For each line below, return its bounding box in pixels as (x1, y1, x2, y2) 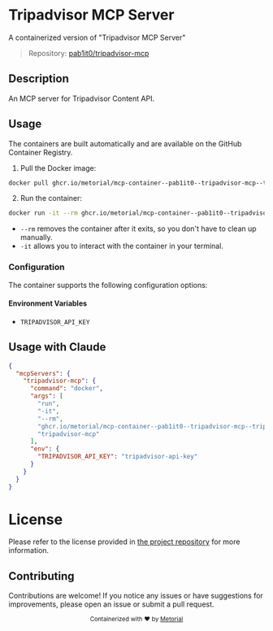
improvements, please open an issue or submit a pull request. (8, 599, 214, 609)
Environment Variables (8, 298, 88, 308)
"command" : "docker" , (29, 385, 104, 393)
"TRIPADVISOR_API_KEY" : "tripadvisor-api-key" (37, 453, 198, 461)
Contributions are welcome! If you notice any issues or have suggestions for (8, 591, 264, 601)
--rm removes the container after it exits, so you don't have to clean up (19, 224, 258, 233)
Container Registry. (8, 147, 73, 157)
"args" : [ (29, 392, 63, 400)
